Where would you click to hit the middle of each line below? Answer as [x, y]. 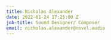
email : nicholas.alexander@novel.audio [56, 28]
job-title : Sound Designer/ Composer [53, 22]
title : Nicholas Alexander [40, 11]
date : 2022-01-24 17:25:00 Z [42, 17]
